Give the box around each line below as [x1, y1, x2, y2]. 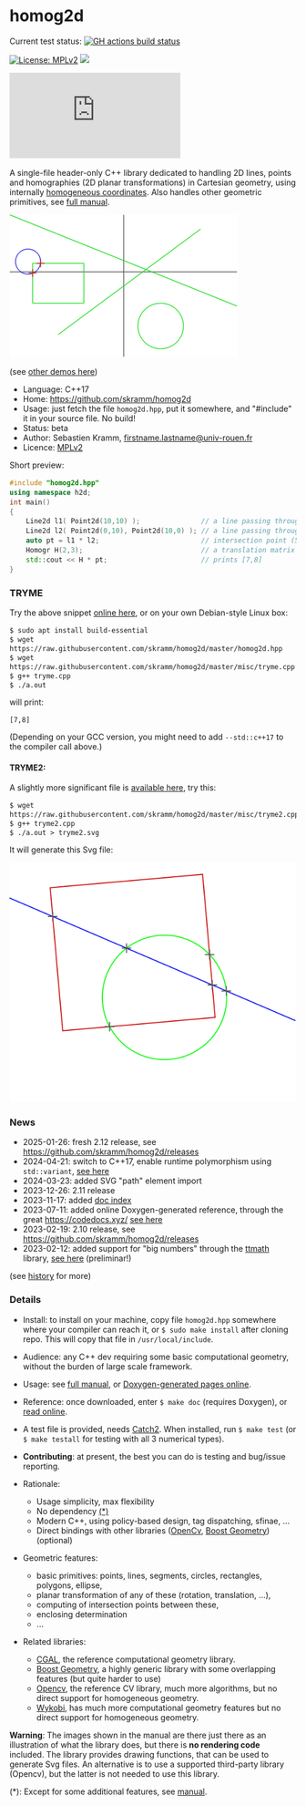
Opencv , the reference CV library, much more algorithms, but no [36, 1683, 278, 1694]
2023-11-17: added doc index [22, 1195, 132, 1206]
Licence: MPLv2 [22, 441, 84, 452]
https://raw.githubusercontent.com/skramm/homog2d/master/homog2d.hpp [9, 644, 283, 653]
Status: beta [22, 422, 68, 433]
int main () [9, 498, 51, 507]
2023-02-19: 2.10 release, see [22, 1223, 136, 1235]
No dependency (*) [36, 1505, 109, 1516]
